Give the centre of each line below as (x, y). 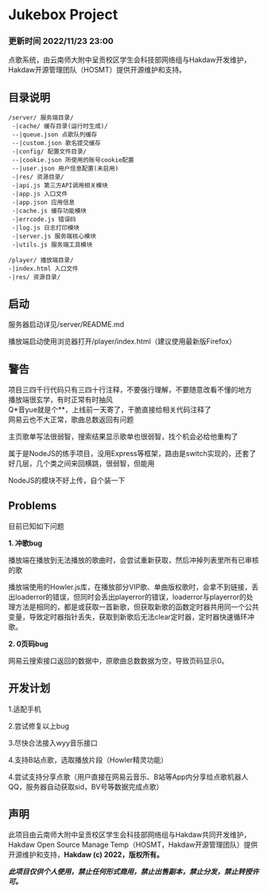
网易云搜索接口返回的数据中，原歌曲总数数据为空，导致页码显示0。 (118, 660)
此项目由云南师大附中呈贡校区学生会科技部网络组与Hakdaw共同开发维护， (130, 835)
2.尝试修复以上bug (39, 726)
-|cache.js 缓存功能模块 (49, 211)
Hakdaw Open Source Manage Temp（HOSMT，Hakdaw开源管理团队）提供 (133, 845)
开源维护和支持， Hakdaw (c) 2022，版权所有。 (86, 855)
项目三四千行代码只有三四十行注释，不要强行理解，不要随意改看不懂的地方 (130, 389)
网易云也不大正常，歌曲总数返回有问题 (71, 419)
